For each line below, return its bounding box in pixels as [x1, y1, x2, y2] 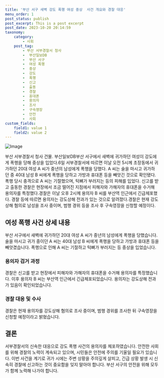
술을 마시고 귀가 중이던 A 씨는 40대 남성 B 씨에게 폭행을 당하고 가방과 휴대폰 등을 [5, 238, 159, 244]
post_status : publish [5, 16, 49, 21]
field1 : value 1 [14, 125, 47, 130]
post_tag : [14, 44, 34, 48]
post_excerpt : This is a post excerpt [5, 21, 84, 26]
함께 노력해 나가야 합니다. [10, 368, 59, 374]
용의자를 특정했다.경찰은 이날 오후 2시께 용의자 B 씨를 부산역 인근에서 [5, 190, 137, 196]
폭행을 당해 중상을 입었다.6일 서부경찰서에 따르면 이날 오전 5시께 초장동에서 [10, 160, 154, 165]
